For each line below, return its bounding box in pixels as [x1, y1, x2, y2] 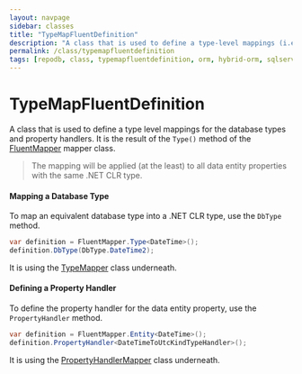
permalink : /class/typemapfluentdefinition [9, 47, 175, 56]
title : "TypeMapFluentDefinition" [9, 30, 139, 39]
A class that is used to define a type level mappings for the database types [9, 123, 286, 134]
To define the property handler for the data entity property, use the [9, 303, 257, 314]
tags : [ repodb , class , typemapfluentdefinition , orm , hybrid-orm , [9, 55, 263, 64]
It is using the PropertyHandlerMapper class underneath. [9, 354, 220, 365]
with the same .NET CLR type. [31, 169, 143, 180]
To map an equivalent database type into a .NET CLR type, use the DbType [9, 211, 282, 222]
